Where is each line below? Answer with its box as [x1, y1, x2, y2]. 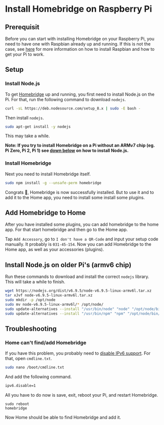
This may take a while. [5, 133, 50, 139]
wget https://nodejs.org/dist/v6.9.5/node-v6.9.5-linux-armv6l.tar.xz [5, 288, 152, 294]
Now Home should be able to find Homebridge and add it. [5, 414, 121, 420]
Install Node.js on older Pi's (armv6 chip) [5, 260, 132, 269]
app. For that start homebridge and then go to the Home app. [5, 227, 128, 233]
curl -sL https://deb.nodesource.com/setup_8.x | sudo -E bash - [5, 106, 141, 111]
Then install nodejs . [5, 115, 44, 121]
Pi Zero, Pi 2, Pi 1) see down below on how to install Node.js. [5, 148, 129, 153]
